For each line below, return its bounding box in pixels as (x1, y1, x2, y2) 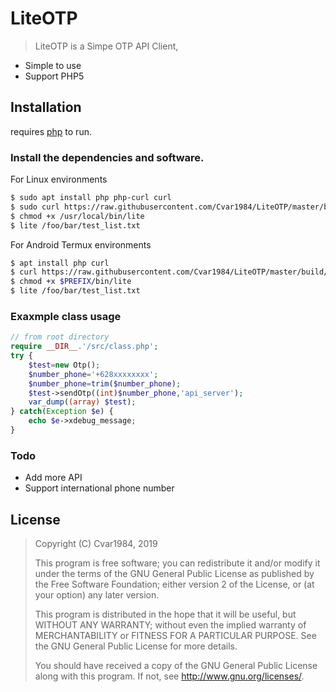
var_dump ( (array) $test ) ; (28, 397, 137, 407)
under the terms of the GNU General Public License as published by (34, 568, 315, 580)
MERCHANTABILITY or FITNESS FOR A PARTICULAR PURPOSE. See (34, 630, 317, 642)
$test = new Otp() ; (28, 360, 101, 370)
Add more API (24, 472, 83, 484)
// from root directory (10, 332, 110, 342)
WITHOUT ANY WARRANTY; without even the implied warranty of (34, 619, 307, 631)
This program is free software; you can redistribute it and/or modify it (34, 557, 321, 569)
